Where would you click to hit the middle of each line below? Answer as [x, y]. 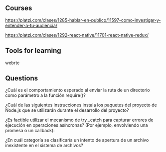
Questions [22, 78]
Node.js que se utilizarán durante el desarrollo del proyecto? [67, 110]
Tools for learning [33, 51]
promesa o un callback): [30, 131]
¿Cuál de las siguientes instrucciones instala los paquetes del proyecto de [81, 105]
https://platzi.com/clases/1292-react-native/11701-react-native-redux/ [77, 35]
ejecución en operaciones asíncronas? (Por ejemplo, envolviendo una [77, 125]
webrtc [12, 63]
